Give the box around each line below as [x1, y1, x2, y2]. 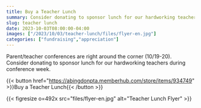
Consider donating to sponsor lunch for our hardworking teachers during [6, 59, 186, 66]
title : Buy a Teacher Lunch [6, 8, 77, 15]
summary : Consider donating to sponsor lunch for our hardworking [6, 14, 175, 20]
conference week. [6, 66, 51, 72]
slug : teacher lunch [6, 20, 58, 26]
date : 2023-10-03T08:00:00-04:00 [6, 25, 90, 32]
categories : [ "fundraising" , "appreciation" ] [6, 36, 119, 42]
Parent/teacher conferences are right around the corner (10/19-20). [6, 53, 172, 60]
